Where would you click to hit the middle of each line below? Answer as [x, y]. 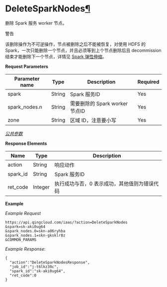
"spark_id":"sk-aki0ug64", [38, 271]
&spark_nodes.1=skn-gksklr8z [35, 235]
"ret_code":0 [23, 275]
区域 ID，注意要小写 [93, 120]
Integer [41, 187]
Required [148, 81]
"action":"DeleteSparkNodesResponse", [50, 262]
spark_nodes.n [25, 107]
